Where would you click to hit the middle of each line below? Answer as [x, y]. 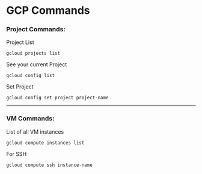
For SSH [17, 154]
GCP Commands [48, 11]
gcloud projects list [33, 54]
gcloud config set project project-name [58, 98]
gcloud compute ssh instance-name [50, 165]
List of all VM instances [35, 132]
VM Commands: [30, 119]
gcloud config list [31, 76]
